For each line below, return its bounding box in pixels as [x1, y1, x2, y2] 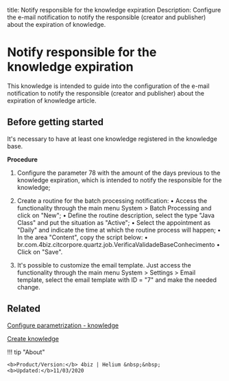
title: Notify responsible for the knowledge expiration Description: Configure [7, 6, 221, 14]
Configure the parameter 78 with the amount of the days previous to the [16, 168, 221, 177]
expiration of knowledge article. [7, 96, 97, 105]
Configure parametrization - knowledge [7, 321, 119, 329]
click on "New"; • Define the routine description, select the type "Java [16, 211, 215, 219]
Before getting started [7, 116, 104, 128]
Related [7, 303, 41, 315]
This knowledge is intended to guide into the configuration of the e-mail [7, 82, 210, 90]
